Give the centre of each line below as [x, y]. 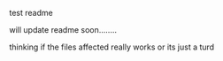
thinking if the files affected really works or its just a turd [112, 47]
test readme [31, 13]
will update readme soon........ [63, 30]
